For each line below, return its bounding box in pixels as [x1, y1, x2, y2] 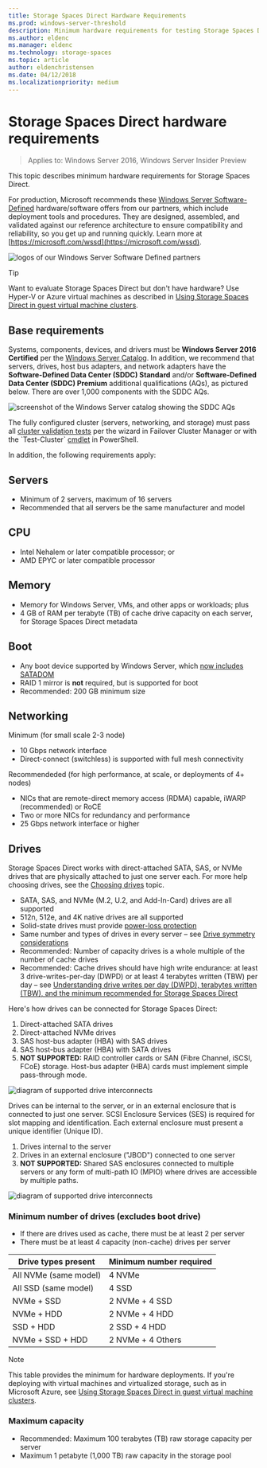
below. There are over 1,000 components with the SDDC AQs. [8, 387, 210, 396]
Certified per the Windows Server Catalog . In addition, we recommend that [8, 353, 255, 363]
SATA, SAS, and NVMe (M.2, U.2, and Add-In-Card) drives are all [19, 896, 232, 905]
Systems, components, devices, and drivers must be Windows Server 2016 [8, 345, 257, 354]
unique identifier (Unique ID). [8, 1126, 103, 1136]
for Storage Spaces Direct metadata [19, 616, 137, 626]
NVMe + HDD [12, 1309, 63, 1320]
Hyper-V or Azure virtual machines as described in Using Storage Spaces [8, 292, 249, 302]
